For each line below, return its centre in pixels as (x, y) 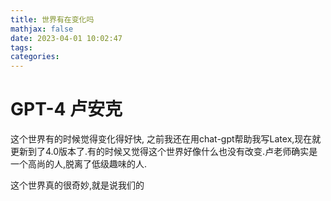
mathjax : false (42, 29)
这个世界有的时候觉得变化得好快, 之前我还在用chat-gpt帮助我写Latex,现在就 (166, 139)
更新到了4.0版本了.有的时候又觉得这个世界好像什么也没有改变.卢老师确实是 (164, 152)
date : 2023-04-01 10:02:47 (66, 38)
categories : (35, 57)
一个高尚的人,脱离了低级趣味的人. (79, 164)
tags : (21, 47)
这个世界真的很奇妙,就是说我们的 (77, 185)
